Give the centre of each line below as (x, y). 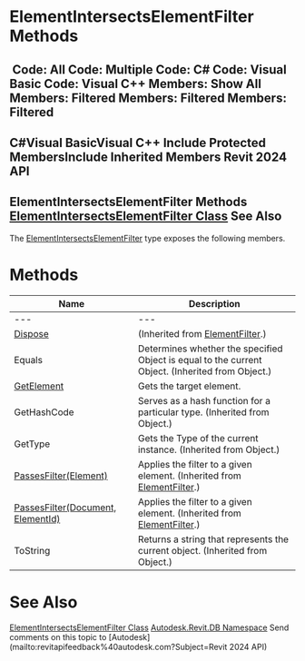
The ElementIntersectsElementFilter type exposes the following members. (148, 238)
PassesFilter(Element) (61, 476)
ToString (32, 550)
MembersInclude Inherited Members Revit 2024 (148, 157)
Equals (29, 360)
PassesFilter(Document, (65, 508)
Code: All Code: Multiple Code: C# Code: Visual (150, 69)
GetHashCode (44, 412)
